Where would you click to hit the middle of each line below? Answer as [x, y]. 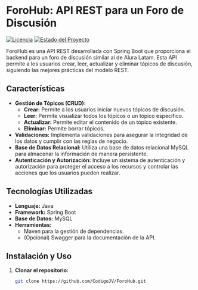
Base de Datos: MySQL [44, 219]
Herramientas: [33, 224]
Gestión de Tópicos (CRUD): [50, 103]
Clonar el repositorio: [41, 270]
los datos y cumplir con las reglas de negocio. [71, 141]
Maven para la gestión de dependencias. [74, 231]
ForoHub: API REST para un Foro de [95, 10]
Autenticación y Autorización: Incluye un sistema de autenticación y [100, 160]
